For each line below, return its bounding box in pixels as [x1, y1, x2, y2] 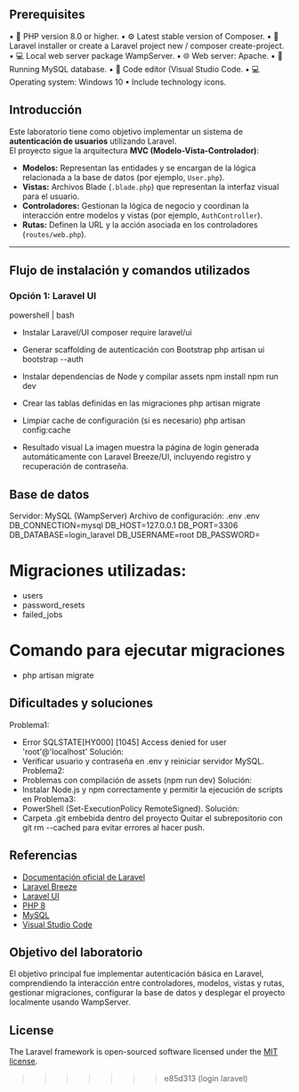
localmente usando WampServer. [9, 997, 131, 1007]
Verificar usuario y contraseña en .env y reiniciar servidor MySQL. [21, 756, 264, 766]
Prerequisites [9, 7, 85, 22]
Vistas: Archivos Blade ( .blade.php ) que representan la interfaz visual [21, 181, 279, 192]
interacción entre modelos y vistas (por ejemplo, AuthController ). [21, 210, 263, 220]
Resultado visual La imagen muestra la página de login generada [21, 442, 260, 453]
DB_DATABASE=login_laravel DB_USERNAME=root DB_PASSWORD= [9, 530, 261, 541]
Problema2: [21, 765, 65, 775]
